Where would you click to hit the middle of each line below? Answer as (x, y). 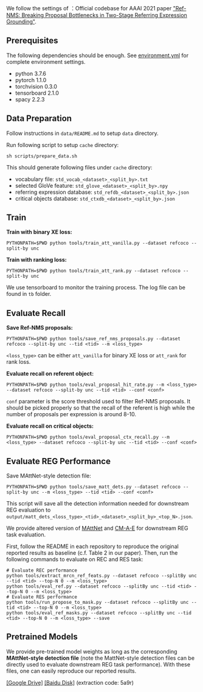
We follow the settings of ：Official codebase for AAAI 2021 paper (89, 8)
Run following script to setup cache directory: (63, 145)
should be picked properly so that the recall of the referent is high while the (101, 408)
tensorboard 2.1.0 (37, 93)
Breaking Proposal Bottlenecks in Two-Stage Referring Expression (104, 15)
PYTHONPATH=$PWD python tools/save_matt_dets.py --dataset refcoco (94, 487)
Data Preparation (39, 119)
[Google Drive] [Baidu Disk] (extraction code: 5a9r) (70, 682)
